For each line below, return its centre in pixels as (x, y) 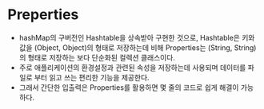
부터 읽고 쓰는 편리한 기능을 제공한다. (92, 77)
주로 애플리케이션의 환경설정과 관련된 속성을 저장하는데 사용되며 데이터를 (132, 67)
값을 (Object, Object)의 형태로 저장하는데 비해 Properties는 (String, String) (138, 47)
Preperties (43, 15)
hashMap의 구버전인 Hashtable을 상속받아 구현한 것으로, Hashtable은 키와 (137, 37)
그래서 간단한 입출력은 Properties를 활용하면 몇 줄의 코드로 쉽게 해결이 (129, 87)
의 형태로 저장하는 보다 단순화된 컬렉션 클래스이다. (97, 57)
